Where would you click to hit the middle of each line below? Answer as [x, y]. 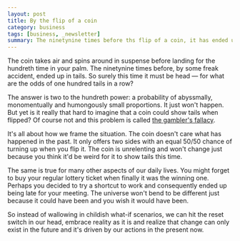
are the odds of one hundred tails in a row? [71, 83]
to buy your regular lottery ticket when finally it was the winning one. [108, 178]
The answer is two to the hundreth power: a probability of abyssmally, [110, 98]
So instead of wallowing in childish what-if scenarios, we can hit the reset [116, 215]
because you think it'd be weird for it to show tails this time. [95, 157]
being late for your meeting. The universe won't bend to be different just [114, 193]
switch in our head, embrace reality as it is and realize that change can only [119, 222]
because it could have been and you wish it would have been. [98, 201]
